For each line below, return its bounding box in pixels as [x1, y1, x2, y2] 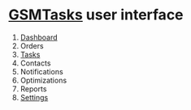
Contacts [20, 58, 51, 68]
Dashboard [20, 32, 59, 42]
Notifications [20, 66, 63, 76]
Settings [20, 92, 49, 102]
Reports [20, 83, 47, 94]
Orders [20, 40, 44, 50]
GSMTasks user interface [8, 6, 184, 24]
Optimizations [20, 75, 67, 85]
